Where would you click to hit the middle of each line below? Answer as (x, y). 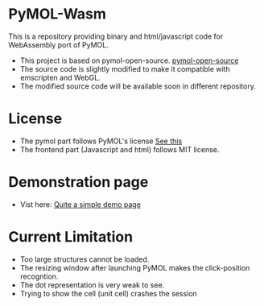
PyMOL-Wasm (58, 14)
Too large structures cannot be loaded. (85, 259)
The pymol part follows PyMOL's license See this (101, 141)
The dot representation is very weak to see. (92, 285)
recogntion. (39, 276)
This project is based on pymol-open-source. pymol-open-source (129, 60)
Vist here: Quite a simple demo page (80, 204)
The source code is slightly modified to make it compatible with (125, 68)
